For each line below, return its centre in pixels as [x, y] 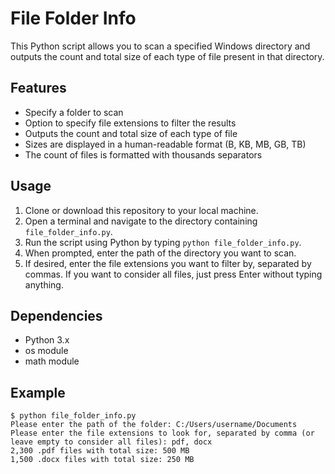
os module [46, 351]
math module [52, 361]
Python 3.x [47, 340]
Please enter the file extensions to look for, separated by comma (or [162, 433]
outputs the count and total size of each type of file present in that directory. [167, 56]
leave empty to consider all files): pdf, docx [111, 442]
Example [38, 392]
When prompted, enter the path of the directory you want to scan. [160, 253]
